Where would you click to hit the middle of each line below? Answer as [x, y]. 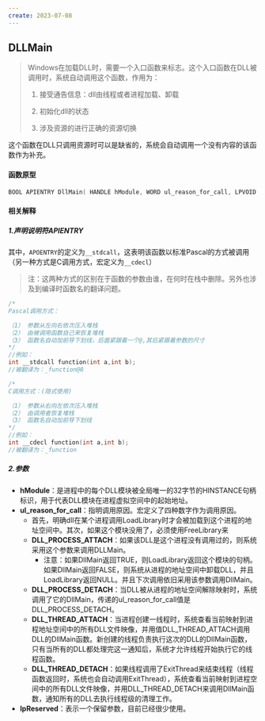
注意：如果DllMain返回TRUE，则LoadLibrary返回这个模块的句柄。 [150, 559]
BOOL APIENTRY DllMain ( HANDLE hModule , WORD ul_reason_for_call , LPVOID [132, 192]
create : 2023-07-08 [40, 15]
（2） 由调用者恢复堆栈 [42, 413]
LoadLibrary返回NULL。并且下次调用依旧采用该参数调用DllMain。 [150, 579]
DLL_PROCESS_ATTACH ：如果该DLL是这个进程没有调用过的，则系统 [144, 539]
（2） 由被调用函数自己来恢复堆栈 [56, 333]
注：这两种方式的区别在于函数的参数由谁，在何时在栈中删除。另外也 [138, 279]
